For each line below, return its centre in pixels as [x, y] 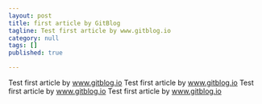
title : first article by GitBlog [64, 23]
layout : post [30, 16]
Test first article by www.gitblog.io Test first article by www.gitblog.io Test [131, 82]
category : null [34, 38]
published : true [35, 53]
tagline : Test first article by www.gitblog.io [90, 30]
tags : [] [23, 46]
